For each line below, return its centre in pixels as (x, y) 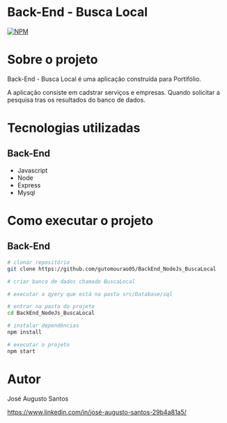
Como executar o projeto (80, 221)
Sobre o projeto (53, 60)
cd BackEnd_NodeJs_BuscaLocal (51, 313)
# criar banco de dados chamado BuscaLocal (71, 282)
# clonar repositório (39, 262)
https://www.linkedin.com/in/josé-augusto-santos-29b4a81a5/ (97, 412)
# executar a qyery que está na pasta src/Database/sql (90, 294)
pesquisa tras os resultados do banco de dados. (77, 100)
